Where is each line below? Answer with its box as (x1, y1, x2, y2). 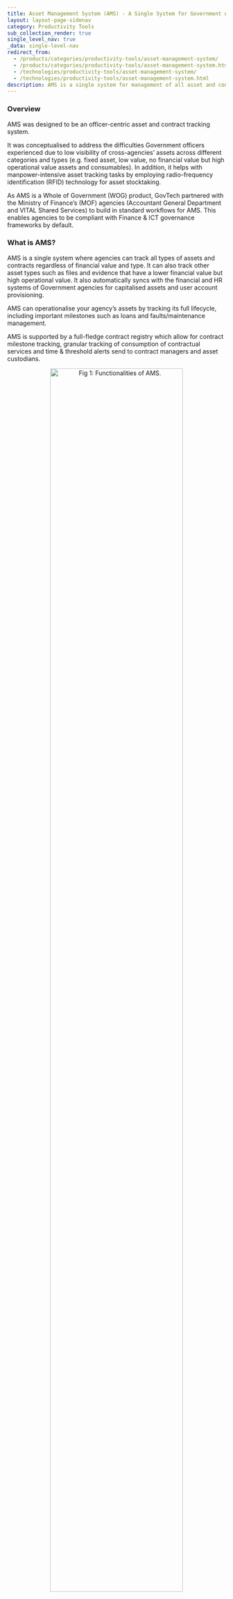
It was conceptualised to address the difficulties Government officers (7, 140, 205, 149)
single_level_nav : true (7, 36, 76, 43)
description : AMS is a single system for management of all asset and (7, 81, 216, 88)
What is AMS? (7, 238, 56, 247)
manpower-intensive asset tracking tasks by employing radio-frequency (7, 170, 214, 179)
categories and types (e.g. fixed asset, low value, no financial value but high (7, 156, 225, 164)
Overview (7, 104, 41, 114)
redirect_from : (7, 49, 51, 56)
